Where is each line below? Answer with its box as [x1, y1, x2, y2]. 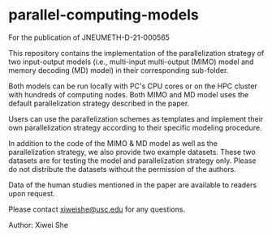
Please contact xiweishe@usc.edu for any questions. [8, 204, 186, 214]
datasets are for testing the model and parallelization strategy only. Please [8, 156, 257, 165]
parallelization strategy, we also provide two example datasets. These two [8, 147, 256, 157]
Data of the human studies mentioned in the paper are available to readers [8, 180, 257, 190]
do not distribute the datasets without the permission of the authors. [8, 164, 237, 174]
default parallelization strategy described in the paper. [8, 98, 190, 108]
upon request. [8, 188, 55, 198]
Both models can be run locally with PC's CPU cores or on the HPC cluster [8, 81, 257, 91]
